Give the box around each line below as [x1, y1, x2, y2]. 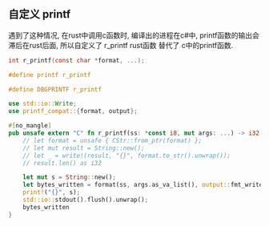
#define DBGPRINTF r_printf [8, 85, 102, 94]
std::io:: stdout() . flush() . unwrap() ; [22, 196, 149, 204]
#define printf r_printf [8, 71, 91, 79]
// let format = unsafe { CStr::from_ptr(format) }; [22, 136, 203, 144]
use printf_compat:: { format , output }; [8, 107, 138, 115]
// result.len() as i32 [22, 159, 102, 167]
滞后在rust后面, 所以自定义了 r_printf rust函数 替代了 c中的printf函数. [8, 40, 234, 50]
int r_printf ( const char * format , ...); [8, 56, 146, 64]
